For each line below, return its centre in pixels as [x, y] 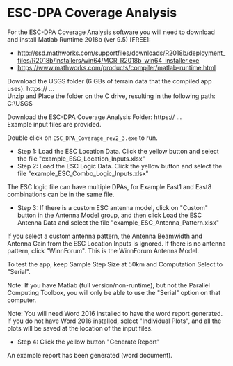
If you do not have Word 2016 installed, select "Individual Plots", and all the [114, 321]
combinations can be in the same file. [61, 194]
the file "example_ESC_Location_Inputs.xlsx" [81, 159]
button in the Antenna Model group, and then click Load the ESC [110, 215]
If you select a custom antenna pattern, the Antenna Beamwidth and [105, 236]
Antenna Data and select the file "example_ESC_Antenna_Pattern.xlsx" [118, 222]
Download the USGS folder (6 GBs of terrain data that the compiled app [110, 81]
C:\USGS [20, 103]
